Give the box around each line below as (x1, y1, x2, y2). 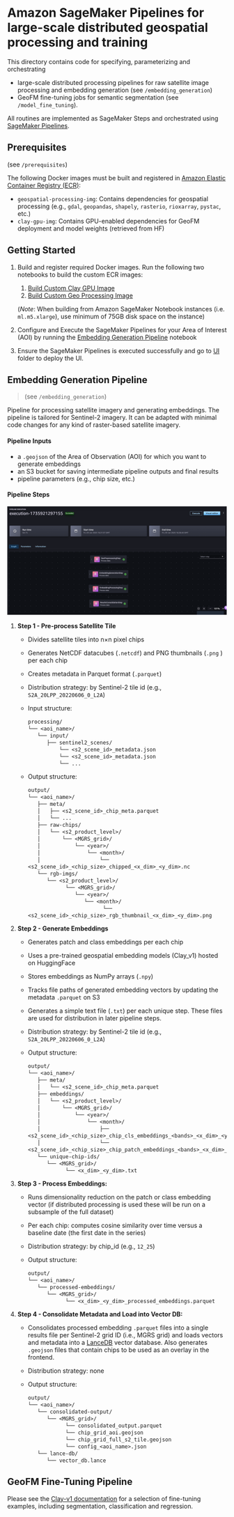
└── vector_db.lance (46, 1457, 107, 1464)
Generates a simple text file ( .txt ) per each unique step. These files (27, 1006, 223, 1015)
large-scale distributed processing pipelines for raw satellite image (17, 78, 209, 86)
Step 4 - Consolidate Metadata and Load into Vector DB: (17, 1309, 183, 1318)
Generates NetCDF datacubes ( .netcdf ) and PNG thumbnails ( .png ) (27, 648, 223, 657)
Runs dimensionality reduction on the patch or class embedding (27, 1192, 211, 1201)
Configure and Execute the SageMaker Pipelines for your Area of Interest (17, 325, 228, 334)
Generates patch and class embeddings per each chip (27, 938, 183, 946)
